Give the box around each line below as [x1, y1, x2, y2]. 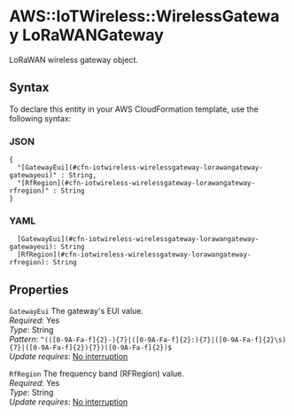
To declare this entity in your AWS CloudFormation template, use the [9, 104, 259, 114]
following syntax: [9, 113, 72, 123]
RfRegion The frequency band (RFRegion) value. [9, 368, 184, 379]
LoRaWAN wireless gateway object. [9, 54, 139, 65]
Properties [9, 282, 69, 297]
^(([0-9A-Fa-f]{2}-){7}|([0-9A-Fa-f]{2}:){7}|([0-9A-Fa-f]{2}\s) [40, 335, 287, 345]
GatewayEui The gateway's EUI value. [9, 306, 144, 317]
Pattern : [9, 334, 39, 345]
